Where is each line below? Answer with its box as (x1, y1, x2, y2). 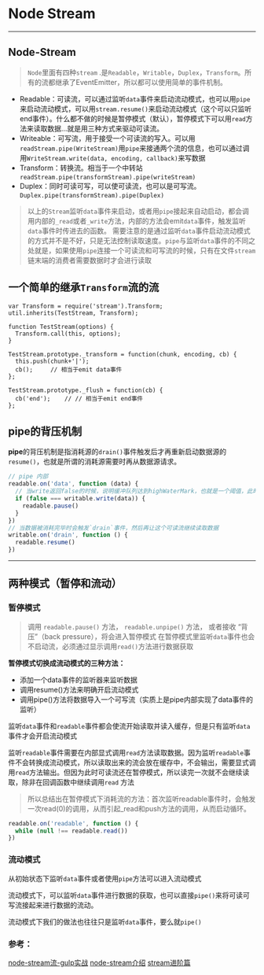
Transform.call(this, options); (15, 330, 122, 338)
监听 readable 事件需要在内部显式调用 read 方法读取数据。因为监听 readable (8, 748, 244, 757)
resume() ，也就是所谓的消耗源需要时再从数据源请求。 (8, 457, 181, 467)
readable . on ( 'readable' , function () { (8, 819, 139, 827)
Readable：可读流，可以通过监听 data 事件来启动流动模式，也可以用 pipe (19, 94, 251, 103)
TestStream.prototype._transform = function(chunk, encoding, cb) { (8, 350, 237, 358)
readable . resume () (15, 538, 76, 547)
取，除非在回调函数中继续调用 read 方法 (8, 777, 135, 787)
